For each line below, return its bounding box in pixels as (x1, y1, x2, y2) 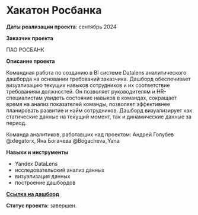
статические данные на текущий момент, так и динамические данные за (6, 113, 191, 120)
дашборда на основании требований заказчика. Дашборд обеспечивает (6, 75, 191, 82)
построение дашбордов (14, 179, 76, 186)
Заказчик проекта (6, 34, 53, 41)
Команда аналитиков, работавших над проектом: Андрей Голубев (6, 131, 174, 138)
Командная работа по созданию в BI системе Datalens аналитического (6, 69, 187, 76)
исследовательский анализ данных (14, 166, 105, 174)
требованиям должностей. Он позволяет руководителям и (6, 88, 155, 95)
